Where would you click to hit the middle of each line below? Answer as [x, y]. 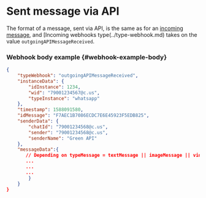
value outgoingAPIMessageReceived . [51, 41]
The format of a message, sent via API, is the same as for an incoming [95, 28]
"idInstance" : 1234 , [55, 87]
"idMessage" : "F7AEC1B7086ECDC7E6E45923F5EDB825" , [83, 116]
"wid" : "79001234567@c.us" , [64, 93]
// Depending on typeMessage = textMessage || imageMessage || [108, 155]
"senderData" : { [38, 121]
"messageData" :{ [38, 150]
